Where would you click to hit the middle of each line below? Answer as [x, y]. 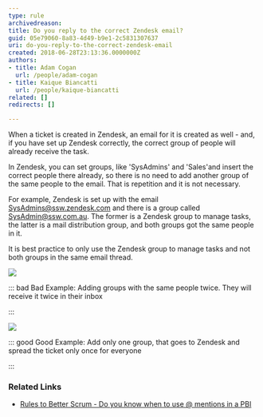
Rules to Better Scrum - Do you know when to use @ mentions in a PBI [135, 404]
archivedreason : [35, 23]
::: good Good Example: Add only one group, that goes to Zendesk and [124, 342]
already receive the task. [49, 152]
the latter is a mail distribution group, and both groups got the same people [131, 225]
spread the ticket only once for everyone [75, 351]
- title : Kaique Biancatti [53, 82]
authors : [23, 61]
